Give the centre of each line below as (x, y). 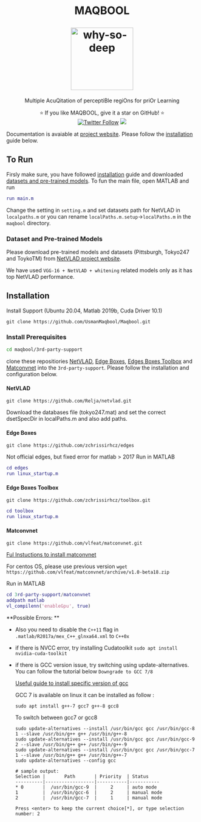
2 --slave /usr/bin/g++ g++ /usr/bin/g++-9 (71, 744)
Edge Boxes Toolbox (32, 487)
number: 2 (28, 813)
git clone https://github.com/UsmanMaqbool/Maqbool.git (78, 321)
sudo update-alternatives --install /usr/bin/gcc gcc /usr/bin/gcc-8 (105, 728)
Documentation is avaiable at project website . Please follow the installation (100, 134)
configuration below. (32, 374)
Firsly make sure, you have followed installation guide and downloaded (95, 174)
